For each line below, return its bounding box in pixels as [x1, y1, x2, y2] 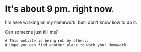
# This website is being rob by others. [5, 38, 89, 43]
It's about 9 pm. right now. [5, 3, 114, 15]
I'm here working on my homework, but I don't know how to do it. [5, 19, 137, 25]
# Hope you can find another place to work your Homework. [5, 42, 129, 47]
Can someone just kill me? [5, 29, 58, 35]
